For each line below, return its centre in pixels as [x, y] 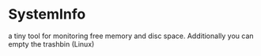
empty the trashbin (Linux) [51, 44]
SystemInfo [47, 14]
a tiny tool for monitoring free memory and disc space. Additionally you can [131, 36]
